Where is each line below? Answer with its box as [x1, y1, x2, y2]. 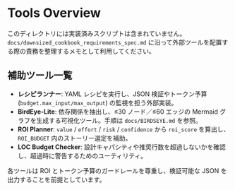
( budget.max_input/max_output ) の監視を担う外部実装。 [17, 98, 178, 107]
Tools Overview [7, 5, 101, 21]
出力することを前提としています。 [7, 175, 106, 184]
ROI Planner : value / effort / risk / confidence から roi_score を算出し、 [17, 125, 230, 133]
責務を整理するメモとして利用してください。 [25, 47, 155, 55]
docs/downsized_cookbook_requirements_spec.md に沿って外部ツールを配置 [7, 37, 222, 47]
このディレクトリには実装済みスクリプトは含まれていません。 [7, 29, 186, 37]
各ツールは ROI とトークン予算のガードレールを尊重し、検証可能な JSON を [7, 166, 227, 174]
